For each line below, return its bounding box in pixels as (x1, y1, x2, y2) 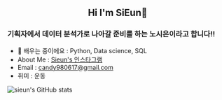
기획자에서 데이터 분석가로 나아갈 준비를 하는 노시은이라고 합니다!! (7, 29, 216, 39)
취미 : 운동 (17, 71, 46, 80)
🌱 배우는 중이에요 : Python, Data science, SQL (17, 46, 147, 55)
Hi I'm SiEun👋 (88, 7, 148, 19)
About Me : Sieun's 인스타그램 (17, 55, 103, 64)
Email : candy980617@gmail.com (17, 63, 113, 71)
